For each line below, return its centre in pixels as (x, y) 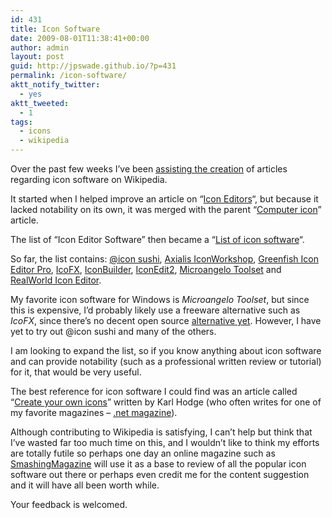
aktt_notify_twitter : (55, 85)
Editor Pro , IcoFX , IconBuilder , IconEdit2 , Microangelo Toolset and (146, 269)
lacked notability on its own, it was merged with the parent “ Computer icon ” (166, 209)
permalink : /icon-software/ (69, 76)
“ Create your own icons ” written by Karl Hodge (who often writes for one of (166, 402)
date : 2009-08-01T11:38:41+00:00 (80, 38)
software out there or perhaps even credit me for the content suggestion (160, 474)
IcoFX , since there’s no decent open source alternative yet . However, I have (166, 320)
